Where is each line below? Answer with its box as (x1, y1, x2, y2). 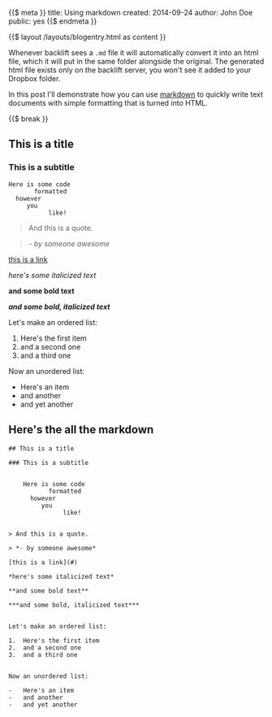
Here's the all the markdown (8, 423, 154, 437)
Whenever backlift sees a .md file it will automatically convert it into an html (8, 48, 259, 57)
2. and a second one (8, 643, 82, 652)
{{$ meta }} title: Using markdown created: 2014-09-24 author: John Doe (8, 8, 253, 17)
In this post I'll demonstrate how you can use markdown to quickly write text (8, 89, 264, 99)
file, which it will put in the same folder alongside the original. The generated (8, 57, 265, 66)
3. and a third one (8, 650, 79, 658)
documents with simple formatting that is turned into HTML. (8, 98, 209, 107)
